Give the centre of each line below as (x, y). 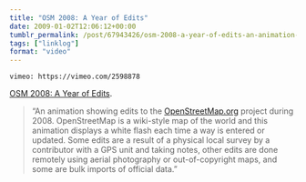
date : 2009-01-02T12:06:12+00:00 (73, 26)
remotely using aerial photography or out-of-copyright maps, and (154, 159)
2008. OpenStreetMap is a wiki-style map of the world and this (150, 121)
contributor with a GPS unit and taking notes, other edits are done (155, 150)
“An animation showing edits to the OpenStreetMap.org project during (163, 111)
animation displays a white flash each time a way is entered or (148, 131)
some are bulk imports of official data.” (104, 169)
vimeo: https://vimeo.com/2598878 (75, 77)
